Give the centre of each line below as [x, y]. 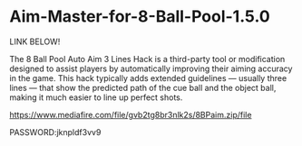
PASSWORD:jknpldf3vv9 [55, 132]
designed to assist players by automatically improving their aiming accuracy [151, 68]
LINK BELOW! [35, 41]
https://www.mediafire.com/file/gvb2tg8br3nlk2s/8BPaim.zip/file [131, 114]
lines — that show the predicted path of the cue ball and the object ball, [143, 87]
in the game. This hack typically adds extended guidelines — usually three [148, 78]
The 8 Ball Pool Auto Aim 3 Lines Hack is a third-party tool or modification [147, 59]
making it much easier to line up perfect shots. [96, 97]
